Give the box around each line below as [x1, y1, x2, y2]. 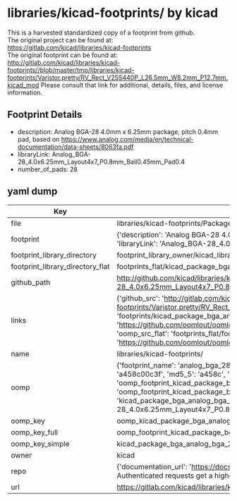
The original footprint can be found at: [7, 51, 118, 59]
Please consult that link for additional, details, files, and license [40, 80, 224, 89]
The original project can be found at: [7, 35, 114, 44]
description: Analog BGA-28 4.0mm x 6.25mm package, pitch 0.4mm [17, 127, 219, 135]
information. [7, 88, 43, 97]
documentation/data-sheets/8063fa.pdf [17, 143, 134, 151]
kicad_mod [7, 80, 39, 89]
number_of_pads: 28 [17, 164, 78, 174]
